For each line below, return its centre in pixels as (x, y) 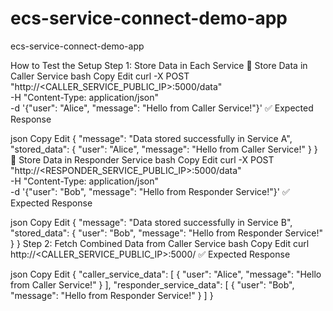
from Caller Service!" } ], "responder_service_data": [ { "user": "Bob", (152, 284)
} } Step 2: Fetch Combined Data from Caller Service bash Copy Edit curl (160, 243)
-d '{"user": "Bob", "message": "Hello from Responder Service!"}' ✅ (150, 191)
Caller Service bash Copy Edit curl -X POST (100, 76)
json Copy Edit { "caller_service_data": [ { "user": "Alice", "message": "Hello (166, 274)
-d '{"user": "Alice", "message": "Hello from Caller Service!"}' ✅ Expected (162, 108)
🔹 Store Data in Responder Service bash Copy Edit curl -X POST (142, 159)
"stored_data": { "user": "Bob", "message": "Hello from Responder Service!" (166, 233)
